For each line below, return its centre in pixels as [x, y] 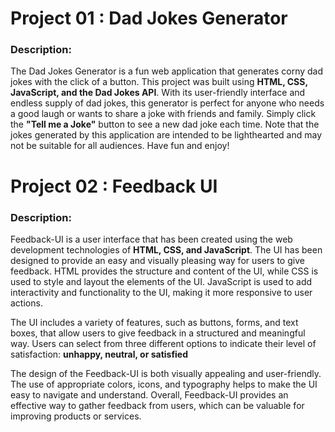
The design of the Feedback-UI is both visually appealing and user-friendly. [166, 373]
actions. [26, 303]
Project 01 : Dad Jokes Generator [149, 18]
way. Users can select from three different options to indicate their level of [163, 343]
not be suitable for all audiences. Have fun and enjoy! [120, 146]
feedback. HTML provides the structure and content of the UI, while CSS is [164, 271]
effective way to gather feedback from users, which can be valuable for [157, 405]
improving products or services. [76, 416]
